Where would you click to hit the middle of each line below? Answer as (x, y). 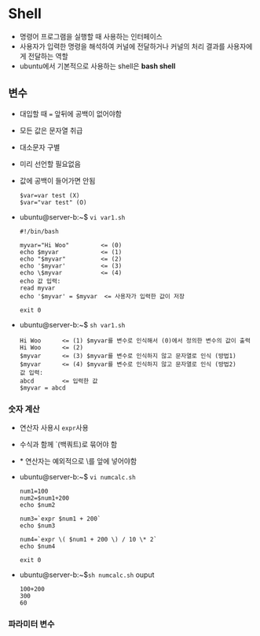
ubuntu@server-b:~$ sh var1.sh (72, 324)
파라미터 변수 (31, 624)
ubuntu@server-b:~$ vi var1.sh (72, 216)
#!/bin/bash (39, 231)
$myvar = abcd (42, 388)
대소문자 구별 (40, 147)
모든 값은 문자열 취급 (51, 130)
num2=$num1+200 (44, 498)
